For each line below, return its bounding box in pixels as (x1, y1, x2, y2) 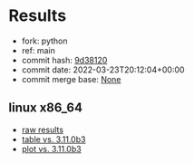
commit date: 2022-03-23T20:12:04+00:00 (21, 64, 185, 75)
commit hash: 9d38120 (21, 54, 108, 65)
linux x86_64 (8, 101, 83, 116)
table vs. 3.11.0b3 (21, 133, 86, 145)
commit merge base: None (21, 73, 121, 84)
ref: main (21, 44, 55, 55)
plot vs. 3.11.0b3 (21, 143, 82, 154)
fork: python (21, 35, 69, 46)
